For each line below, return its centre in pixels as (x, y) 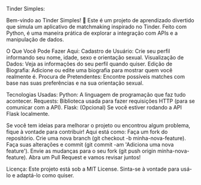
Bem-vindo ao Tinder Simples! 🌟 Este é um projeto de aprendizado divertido (100, 20)
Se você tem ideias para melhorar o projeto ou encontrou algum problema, (98, 125)
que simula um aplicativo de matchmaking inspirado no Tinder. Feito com (97, 27)
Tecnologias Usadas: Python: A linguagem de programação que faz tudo (96, 95)
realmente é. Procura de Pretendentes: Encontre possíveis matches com (96, 77)
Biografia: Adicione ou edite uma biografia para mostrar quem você (89, 70)
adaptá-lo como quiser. (45, 175)
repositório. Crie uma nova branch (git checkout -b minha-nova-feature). (96, 138)
